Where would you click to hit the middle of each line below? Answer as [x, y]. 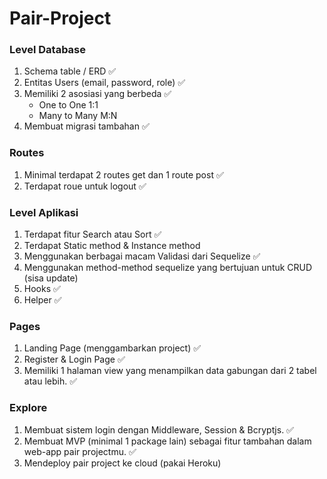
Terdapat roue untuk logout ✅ [85, 186]
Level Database [48, 50]
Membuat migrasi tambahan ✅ [86, 126]
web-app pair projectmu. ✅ [80, 451]
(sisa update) [51, 278]
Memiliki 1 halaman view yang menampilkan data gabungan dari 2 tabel [170, 371]
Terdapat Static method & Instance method [112, 246]
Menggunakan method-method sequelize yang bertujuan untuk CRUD [168, 268]
